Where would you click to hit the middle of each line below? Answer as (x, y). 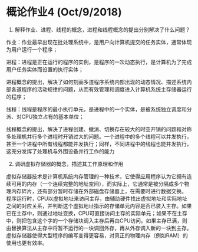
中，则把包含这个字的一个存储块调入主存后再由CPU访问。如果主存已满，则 (97, 220)
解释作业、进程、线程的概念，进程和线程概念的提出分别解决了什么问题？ (102, 30)
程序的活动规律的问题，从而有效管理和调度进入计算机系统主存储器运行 (107, 89)
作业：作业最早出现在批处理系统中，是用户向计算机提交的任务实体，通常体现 (99, 42)
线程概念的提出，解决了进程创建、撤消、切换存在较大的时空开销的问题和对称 (99, 129)
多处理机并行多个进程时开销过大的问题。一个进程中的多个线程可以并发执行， (99, 136)
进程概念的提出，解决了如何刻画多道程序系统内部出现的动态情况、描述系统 (96, 82)
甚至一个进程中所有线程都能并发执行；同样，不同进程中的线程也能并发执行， (99, 144)
